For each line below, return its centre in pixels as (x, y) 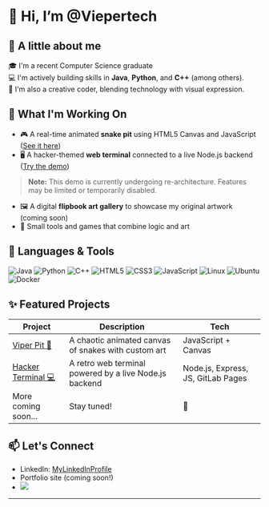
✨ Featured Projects (59, 305)
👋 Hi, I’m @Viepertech (83, 16)
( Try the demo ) (44, 166)
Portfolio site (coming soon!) (66, 478)
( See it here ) (40, 145)
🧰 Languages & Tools (61, 251)
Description (122, 327)
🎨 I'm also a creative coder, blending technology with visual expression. (126, 89)
